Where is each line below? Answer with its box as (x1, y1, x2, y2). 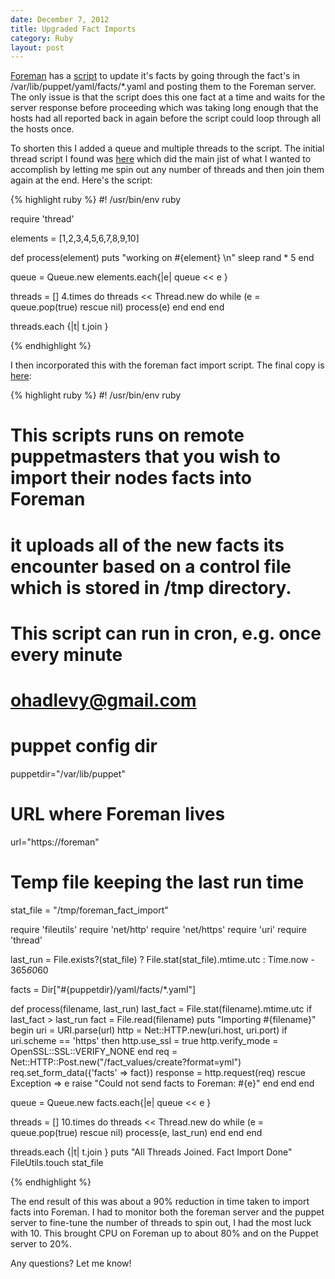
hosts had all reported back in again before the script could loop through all (10, 112, 322, 125)
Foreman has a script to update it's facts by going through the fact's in (10, 70, 301, 82)
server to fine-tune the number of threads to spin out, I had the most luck (10, 1216, 312, 1228)
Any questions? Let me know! (10, 1257, 132, 1269)
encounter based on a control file (10, 555, 292, 578)
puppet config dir (10, 735, 158, 758)
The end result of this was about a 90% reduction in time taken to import (10, 1195, 310, 1207)
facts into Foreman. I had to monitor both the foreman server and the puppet (10, 1206, 325, 1218)
